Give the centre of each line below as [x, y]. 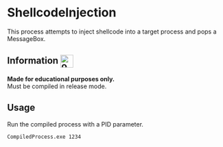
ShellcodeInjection [62, 13]
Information [33, 61]
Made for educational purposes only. [61, 79]
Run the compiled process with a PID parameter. [75, 124]
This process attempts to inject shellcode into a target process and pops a [112, 31]
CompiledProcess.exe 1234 [44, 137]
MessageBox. [26, 38]
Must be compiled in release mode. [57, 86]
